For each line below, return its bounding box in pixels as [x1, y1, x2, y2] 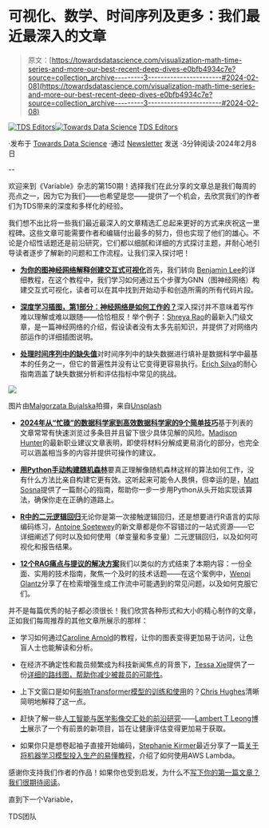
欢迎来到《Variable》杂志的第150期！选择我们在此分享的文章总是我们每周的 [8, 181, 257, 190]
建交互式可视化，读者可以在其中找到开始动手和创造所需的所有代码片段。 [19, 285, 258, 294]
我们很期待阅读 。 [8, 777, 65, 787]
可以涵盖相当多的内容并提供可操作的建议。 [19, 448, 160, 457]
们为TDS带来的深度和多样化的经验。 [8, 201, 128, 210]
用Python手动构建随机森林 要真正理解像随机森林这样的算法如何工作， [19, 464, 247, 474]
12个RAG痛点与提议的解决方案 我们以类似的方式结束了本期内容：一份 [19, 559, 246, 568]
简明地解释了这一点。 [19, 696, 90, 706]
